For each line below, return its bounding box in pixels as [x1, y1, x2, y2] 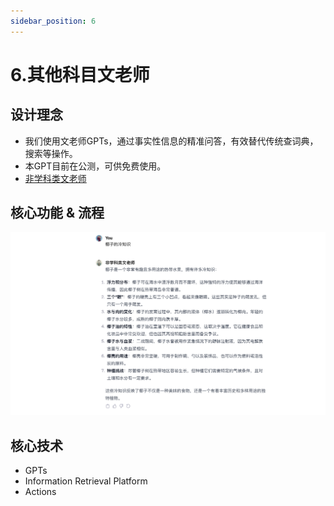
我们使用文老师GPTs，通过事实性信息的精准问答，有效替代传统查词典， [24, 135, 319, 147]
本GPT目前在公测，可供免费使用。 [24, 160, 167, 172]
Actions [24, 486, 57, 498]
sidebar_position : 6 [10, 16, 97, 26]
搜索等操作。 [24, 147, 78, 159]
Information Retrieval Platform [24, 475, 148, 487]
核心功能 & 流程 [10, 205, 105, 222]
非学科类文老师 [24, 172, 87, 184]
